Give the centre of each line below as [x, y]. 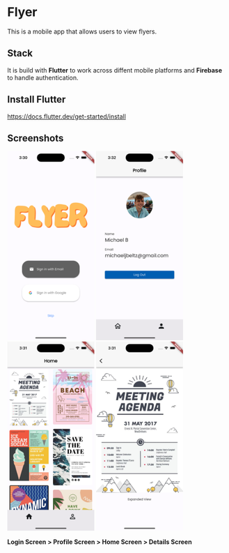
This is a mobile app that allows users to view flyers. [82, 31]
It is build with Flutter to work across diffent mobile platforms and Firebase [115, 70]
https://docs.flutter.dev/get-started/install [67, 116]
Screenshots [35, 138]
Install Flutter [37, 99]
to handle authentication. [43, 77]
